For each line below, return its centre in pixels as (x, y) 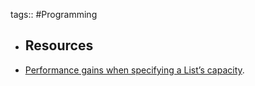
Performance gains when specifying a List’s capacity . (134, 70)
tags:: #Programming (54, 14)
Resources (59, 45)
